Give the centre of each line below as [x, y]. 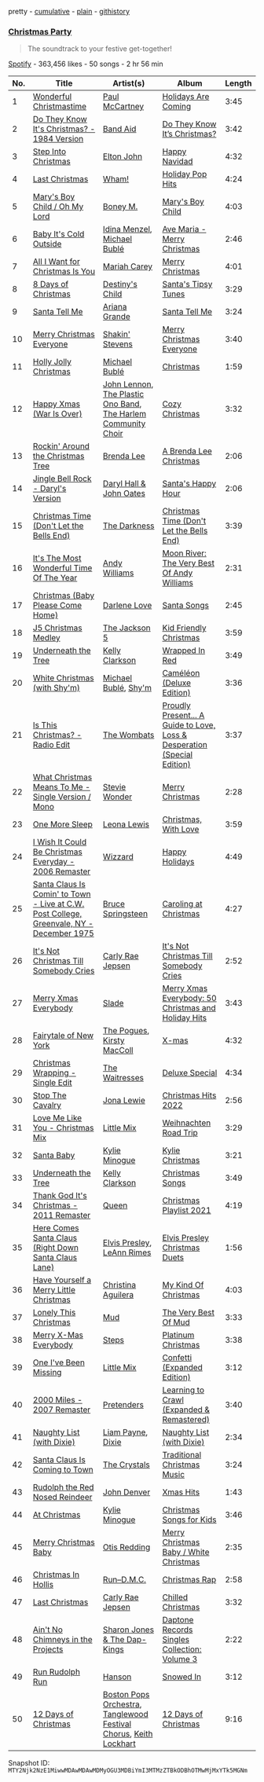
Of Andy [178, 573]
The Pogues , [126, 1031]
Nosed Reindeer [62, 1498]
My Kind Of [183, 1285]
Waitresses [123, 1078]
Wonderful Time [62, 568]
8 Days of [51, 284]
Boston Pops [126, 1695]
